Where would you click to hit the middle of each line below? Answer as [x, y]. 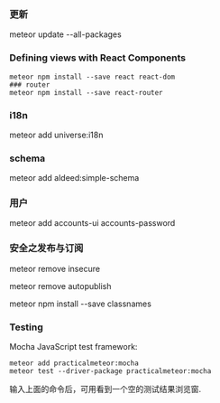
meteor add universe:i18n [56, 135]
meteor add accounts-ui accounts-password [92, 223]
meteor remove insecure [55, 268]
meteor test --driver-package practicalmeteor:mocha [110, 371]
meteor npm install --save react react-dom [92, 77]
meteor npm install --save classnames [80, 304]
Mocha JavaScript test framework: [73, 347]
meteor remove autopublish [60, 286]
